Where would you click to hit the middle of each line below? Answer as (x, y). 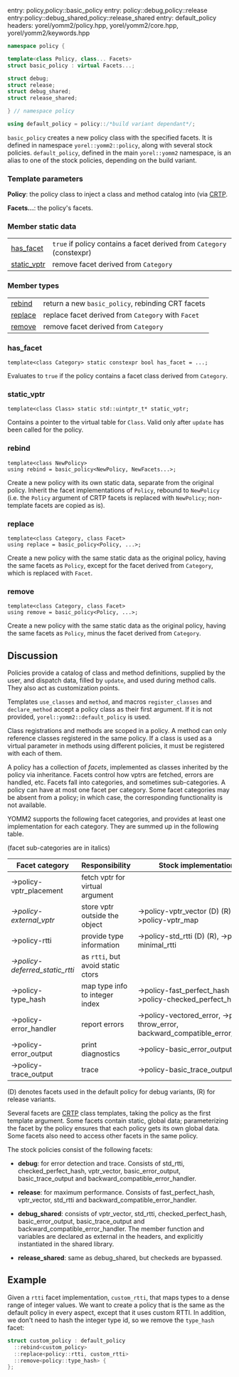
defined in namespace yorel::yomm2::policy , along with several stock (110, 145)
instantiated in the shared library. (66, 1244)
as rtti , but (101, 957)
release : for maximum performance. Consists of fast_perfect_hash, (116, 1192)
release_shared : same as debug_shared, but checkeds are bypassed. (120, 1258)
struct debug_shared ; (39, 92)
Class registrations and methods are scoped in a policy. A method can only (117, 731)
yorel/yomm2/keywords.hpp (49, 33)
